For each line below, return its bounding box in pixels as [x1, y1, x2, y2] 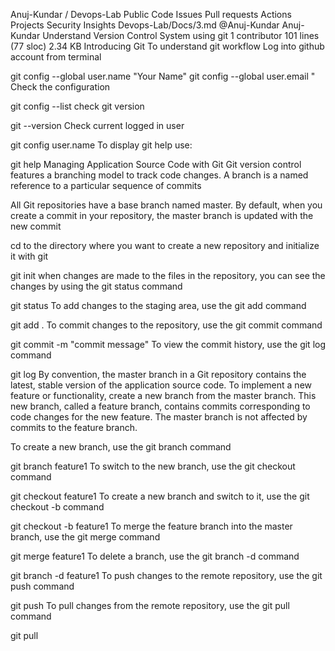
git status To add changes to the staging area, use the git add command [10, 300, 307, 311]
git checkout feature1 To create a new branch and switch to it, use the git [10, 490, 310, 502]
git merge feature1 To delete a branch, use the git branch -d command [10, 550, 300, 562]
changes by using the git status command [10, 280, 183, 292]
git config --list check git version [10, 100, 145, 112]
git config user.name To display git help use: [10, 139, 193, 151]
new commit [10, 220, 62, 232]
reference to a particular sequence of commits [10, 180, 202, 191]
